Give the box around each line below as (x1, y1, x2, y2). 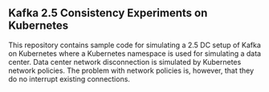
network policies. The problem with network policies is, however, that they (8, 66, 255, 75)
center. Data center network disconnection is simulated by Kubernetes (8, 57, 242, 66)
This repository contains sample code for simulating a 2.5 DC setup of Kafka (8, 40, 261, 50)
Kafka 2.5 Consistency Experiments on (8, 6, 208, 20)
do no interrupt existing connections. (8, 74, 131, 83)
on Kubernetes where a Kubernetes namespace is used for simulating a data (8, 48, 262, 58)
